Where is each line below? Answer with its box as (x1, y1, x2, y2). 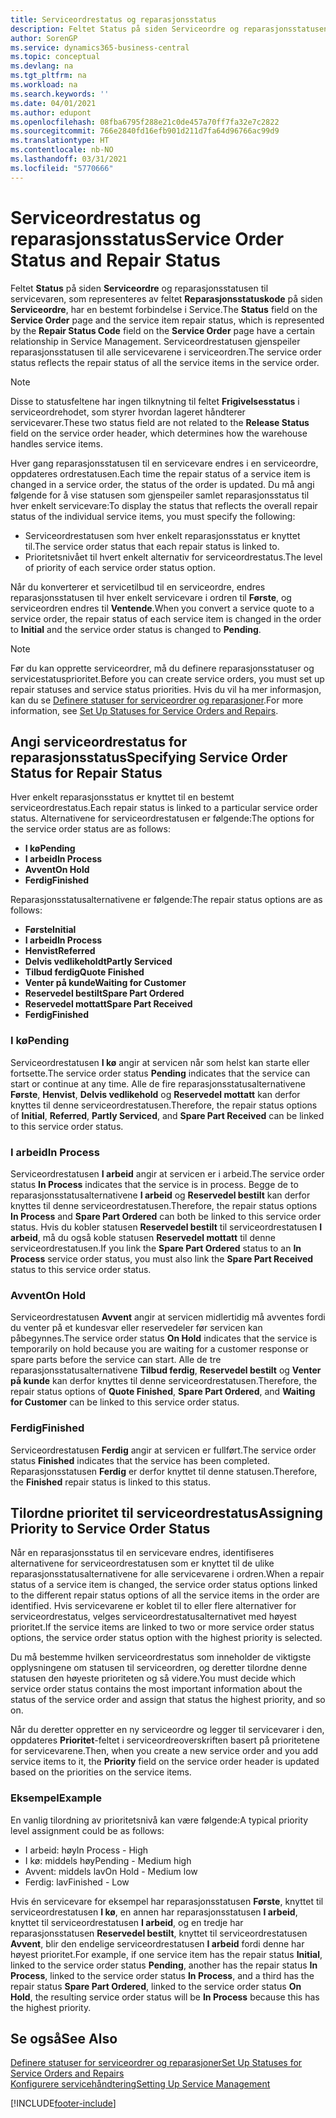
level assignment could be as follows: (10, 1824, 165, 1836)
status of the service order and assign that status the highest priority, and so (10, 1694, 326, 1706)
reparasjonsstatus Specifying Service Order (10, 749, 288, 766)
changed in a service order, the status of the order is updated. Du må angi (10, 478, 315, 490)
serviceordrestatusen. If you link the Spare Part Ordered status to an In (10, 1242, 302, 1254)
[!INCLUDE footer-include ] (10, 2097, 117, 2110)
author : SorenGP (10, 33, 78, 43)
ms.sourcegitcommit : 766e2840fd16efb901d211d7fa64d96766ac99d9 (10, 126, 280, 136)
